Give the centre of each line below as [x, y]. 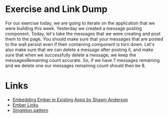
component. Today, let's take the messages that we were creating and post [83, 33]
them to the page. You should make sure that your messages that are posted [84, 39]
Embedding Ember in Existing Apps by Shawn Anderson [70, 99]
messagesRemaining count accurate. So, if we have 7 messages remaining [82, 60]
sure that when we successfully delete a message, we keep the [71, 55]
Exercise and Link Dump [56, 9]
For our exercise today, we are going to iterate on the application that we [80, 23]
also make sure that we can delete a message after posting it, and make [79, 49]
